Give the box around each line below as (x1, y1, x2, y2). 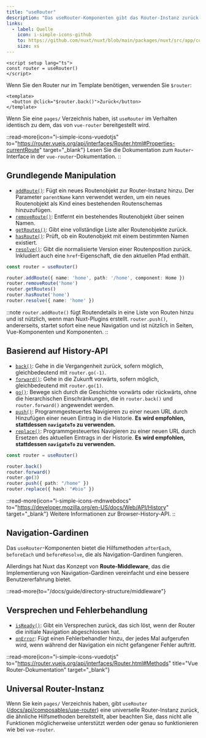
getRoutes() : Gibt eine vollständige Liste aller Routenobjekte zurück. (15, 226, 188, 233)
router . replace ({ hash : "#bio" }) (6, 486, 95, 492)
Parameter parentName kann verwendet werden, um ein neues (15, 193, 170, 200)
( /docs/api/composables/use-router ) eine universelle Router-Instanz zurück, (6, 706, 199, 714)
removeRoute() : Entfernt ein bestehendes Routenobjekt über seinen (15, 213, 185, 220)
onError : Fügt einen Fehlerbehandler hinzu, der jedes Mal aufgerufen (15, 634, 189, 642)
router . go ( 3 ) (6, 474, 40, 481)
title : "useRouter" (6, 9, 56, 15)
